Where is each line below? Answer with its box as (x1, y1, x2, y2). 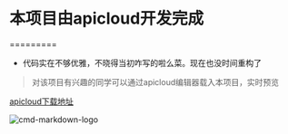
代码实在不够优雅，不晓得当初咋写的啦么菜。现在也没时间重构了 (22, 57, 262, 68)
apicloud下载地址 (9, 96, 74, 107)
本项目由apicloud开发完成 (9, 8, 204, 29)
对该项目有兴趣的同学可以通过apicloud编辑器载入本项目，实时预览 (31, 76, 280, 87)
